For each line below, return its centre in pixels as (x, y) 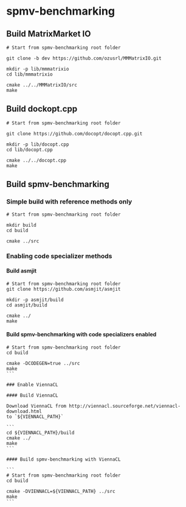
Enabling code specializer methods (59, 256)
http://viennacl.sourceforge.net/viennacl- (125, 406)
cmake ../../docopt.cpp (36, 160)
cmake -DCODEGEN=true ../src (43, 363)
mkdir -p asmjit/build (35, 300)
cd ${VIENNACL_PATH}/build (40, 433)
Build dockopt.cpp (42, 109)
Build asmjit (22, 271)
